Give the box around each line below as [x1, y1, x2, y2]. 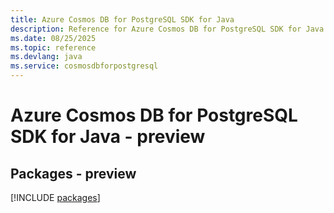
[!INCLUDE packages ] [10, 192, 101, 203]
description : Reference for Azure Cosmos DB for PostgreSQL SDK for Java [10, 24, 325, 34]
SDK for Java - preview [10, 126, 206, 148]
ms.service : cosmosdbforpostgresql [10, 61, 159, 71]
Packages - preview [10, 165, 137, 182]
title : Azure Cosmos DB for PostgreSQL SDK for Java [10, 14, 235, 25]
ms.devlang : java [10, 52, 83, 62]
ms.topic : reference [10, 42, 97, 53]
